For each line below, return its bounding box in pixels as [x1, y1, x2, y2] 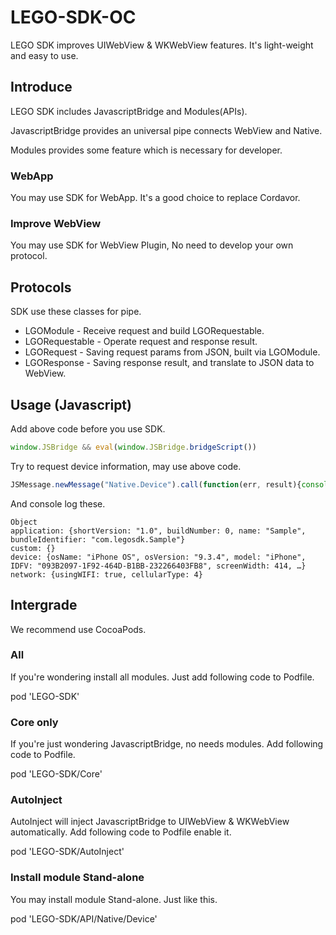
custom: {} [10, 543, 56, 553]
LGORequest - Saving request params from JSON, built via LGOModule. [24, 346, 321, 358]
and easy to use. [10, 49, 79, 61]
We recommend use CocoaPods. [10, 623, 147, 635]
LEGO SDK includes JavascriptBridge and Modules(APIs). [10, 105, 248, 117]
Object [10, 517, 38, 527]
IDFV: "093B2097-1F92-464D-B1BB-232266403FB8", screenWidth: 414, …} [10, 561, 307, 571]
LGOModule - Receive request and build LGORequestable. [24, 325, 265, 337]
